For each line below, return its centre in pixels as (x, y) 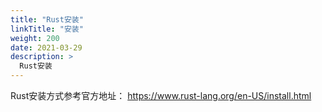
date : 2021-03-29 (46, 47)
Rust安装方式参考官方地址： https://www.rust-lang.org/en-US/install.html (161, 95)
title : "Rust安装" (47, 19)
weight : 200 (35, 38)
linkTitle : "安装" (47, 29)
